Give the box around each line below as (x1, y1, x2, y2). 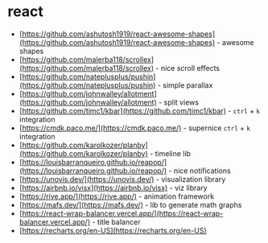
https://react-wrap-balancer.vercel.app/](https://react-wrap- (22, 208, 224, 218)
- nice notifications (167, 166, 231, 175)
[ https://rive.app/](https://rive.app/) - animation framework (19, 192, 215, 201)
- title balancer (91, 216, 141, 227)
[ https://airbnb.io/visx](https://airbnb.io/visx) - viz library (19, 183, 208, 192)
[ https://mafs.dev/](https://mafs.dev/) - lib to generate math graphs (19, 200, 242, 209)
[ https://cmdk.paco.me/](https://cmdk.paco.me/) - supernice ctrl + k (19, 123, 251, 133)
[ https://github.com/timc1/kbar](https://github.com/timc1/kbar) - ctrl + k (19, 105, 261, 115)
